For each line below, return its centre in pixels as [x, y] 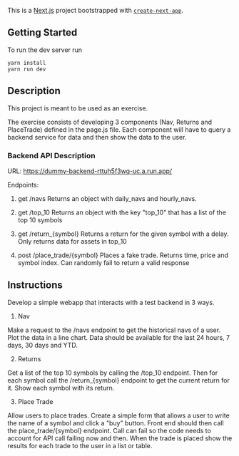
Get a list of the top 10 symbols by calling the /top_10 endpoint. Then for [113, 373]
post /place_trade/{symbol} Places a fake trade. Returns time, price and [123, 255]
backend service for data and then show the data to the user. [97, 137]
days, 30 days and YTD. [43, 345]
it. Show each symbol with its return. [61, 388]
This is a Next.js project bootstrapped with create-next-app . [96, 10]
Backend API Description [51, 155]
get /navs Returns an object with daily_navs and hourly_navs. [107, 198]
